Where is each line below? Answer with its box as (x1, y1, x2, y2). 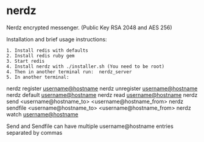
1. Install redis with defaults (6, 47, 88, 54)
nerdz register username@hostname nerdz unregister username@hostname (6, 85, 198, 92)
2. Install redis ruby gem (6, 52, 75, 59)
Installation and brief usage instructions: (6, 35, 107, 43)
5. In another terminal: (6, 74, 69, 80)
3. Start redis (6, 58, 45, 64)
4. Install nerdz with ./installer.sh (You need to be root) (6, 63, 165, 69)
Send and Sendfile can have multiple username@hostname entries (6, 122, 174, 130)
